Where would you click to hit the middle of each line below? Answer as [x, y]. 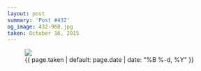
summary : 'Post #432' [39, 20]
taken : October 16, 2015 [43, 33]
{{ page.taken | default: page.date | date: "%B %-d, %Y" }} [109, 60]
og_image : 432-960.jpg [40, 26]
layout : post [26, 14]
